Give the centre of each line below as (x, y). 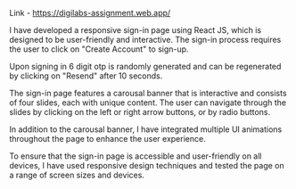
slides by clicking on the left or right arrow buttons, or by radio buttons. (140, 112)
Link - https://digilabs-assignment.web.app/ (90, 13)
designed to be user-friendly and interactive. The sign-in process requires (145, 40)
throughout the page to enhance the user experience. (108, 139)
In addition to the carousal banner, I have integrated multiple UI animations (146, 129)
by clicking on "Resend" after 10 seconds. (86, 76)
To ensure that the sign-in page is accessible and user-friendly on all (136, 156)
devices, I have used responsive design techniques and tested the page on (147, 165)
